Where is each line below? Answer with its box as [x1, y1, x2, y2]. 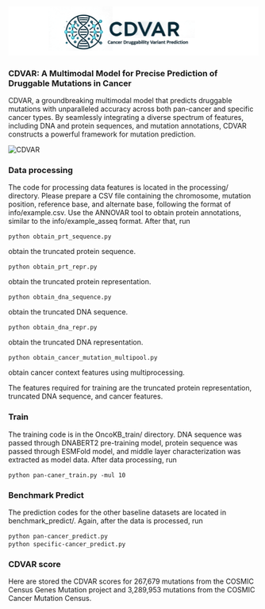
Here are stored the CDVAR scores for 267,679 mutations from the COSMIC [8, 576, 254, 586]
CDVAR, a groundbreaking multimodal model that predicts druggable [8, 96, 232, 106]
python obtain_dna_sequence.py [8, 293, 112, 302]
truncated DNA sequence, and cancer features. [8, 391, 163, 401]
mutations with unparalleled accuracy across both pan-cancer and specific [8, 104, 254, 114]
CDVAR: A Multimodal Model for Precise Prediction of [8, 67, 218, 79]
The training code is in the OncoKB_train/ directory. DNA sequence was [8, 430, 242, 439]
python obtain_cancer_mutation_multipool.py [8, 354, 158, 362]
